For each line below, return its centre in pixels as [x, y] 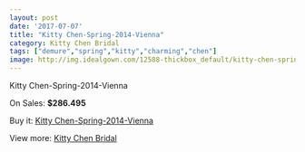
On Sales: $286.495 [48, 103]
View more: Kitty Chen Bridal [64, 138]
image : [22, 60]
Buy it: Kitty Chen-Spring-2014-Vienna [82, 120]
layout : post [34, 18]
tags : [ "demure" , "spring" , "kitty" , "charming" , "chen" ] [113, 52]
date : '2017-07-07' [46, 26]
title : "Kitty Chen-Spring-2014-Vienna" [87, 34]
